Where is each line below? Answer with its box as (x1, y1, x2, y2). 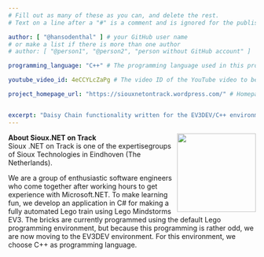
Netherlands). (8, 158, 53, 167)
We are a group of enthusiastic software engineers (8, 173, 173, 182)
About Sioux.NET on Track (8, 133, 97, 142)
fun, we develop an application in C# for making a (8, 198, 169, 207)
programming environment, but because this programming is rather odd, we (8, 223, 254, 233)
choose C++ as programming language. (8, 240, 137, 249)
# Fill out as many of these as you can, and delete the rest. (8, 11, 220, 20)
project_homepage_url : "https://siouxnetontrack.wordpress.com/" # (8, 90, 234, 98)
